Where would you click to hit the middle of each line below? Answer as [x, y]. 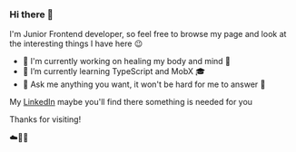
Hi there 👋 [32, 14]
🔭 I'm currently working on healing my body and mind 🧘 [127, 62]
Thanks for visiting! [45, 119]
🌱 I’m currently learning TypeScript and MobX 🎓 [114, 71]
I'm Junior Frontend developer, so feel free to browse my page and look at [148, 34]
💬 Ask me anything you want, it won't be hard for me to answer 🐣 [144, 84]
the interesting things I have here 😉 [76, 43]
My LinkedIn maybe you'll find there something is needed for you [131, 102]
